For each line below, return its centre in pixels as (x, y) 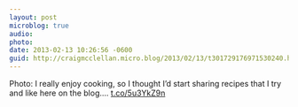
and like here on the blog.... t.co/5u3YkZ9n (87, 93)
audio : (21, 34)
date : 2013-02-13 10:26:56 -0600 (71, 50)
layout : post (33, 17)
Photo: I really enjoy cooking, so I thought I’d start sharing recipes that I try (145, 84)
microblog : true (39, 26)
